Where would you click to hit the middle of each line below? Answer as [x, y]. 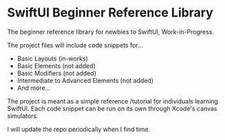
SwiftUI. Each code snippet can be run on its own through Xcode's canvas [112, 108]
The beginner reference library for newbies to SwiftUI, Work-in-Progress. [111, 32]
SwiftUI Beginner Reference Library [110, 13]
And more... [34, 88]
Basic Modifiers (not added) [57, 73]
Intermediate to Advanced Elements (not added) [85, 80]
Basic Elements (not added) [56, 66]
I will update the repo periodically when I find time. [79, 129]
